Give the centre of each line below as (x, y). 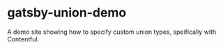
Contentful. (23, 39)
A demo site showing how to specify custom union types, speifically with (112, 32)
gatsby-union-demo (67, 13)
